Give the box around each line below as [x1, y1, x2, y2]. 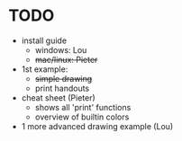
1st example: [21, 64, 68, 75]
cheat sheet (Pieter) [21, 92, 96, 103]
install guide [21, 35, 68, 46]
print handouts [34, 83, 90, 93]
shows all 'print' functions [34, 101, 132, 112]
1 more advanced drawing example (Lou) [21, 120, 174, 131]
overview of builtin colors [34, 111, 130, 122]
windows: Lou [34, 44, 87, 55]
